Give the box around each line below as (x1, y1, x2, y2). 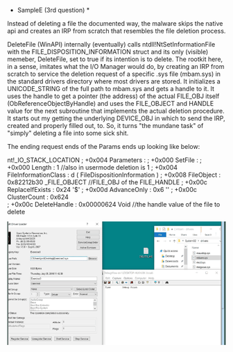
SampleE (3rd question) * (17, 6, 90, 14)
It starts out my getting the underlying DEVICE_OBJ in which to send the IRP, (7, 114, 225, 122)
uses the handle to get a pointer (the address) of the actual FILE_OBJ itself (7, 92, 220, 100)
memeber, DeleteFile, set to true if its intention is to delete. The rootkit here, (7, 55, 223, 63)
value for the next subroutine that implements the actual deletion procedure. (7, 107, 225, 115)
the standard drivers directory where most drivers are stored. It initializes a (7, 77, 221, 86)
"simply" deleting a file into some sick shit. (7, 129, 129, 137)
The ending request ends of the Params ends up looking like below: (7, 143, 200, 150)
